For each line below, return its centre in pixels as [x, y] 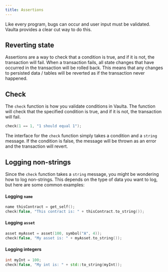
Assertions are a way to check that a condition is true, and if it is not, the [80, 57]
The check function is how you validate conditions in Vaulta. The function [80, 106]
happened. [16, 79]
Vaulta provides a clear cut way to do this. [48, 29]
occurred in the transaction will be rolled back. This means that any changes [84, 68]
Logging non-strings [38, 162]
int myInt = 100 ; [23, 260]
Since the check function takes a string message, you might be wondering [82, 174]
